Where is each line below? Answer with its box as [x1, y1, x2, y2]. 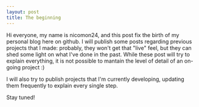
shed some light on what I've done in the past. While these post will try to [6, 50, 190, 58]
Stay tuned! [6, 94, 35, 101]
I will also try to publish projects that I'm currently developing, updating [6, 75, 184, 83]
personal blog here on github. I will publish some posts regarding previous [6, 38, 192, 45]
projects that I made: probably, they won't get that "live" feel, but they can [6, 44, 192, 52]
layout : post [6, 9, 40, 15]
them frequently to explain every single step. [6, 81, 119, 89]
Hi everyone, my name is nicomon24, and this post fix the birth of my [6, 31, 180, 38]
